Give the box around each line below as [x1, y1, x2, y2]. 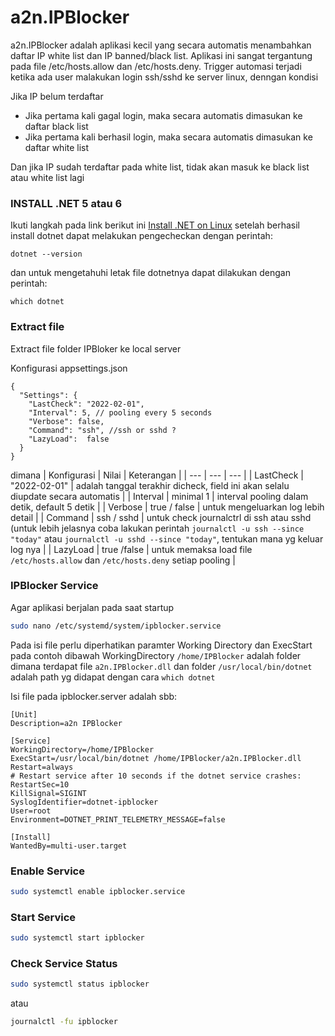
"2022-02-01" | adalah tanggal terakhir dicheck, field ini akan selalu [10, 479, 290, 491]
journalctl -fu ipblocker [10, 1017, 118, 1027]
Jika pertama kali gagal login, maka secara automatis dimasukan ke [24, 109, 303, 121]
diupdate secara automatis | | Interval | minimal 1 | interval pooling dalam [10, 490, 309, 502]
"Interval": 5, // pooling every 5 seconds [28, 407, 213, 418]
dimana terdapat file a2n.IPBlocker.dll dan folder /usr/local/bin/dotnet [10, 660, 313, 672]
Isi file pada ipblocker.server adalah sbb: [10, 690, 178, 702]
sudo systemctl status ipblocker [10, 979, 150, 990]
